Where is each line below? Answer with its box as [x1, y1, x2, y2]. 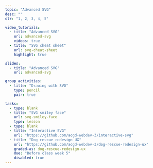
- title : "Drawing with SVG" [9, 83, 68, 88]
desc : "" [5, 12, 23, 17]
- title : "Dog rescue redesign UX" [9, 137, 82, 142]
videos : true [14, 38, 40, 44]
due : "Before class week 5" [14, 151, 70, 156]
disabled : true [14, 155, 45, 161]
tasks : [5, 101, 18, 106]
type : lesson [14, 119, 40, 124]
